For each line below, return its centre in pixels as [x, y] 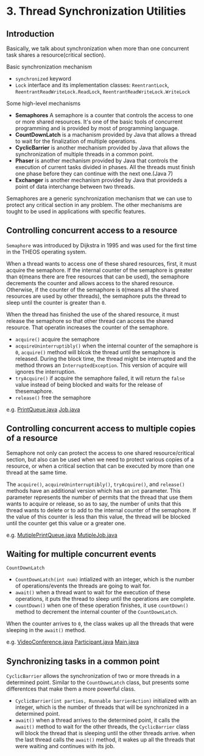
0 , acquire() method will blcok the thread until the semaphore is [95, 352]
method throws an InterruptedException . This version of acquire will [101, 365]
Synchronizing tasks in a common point [83, 661]
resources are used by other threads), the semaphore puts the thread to [97, 296]
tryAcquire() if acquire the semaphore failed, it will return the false [100, 378]
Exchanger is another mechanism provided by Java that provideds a [101, 180]
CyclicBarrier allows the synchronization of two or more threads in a [93, 676]
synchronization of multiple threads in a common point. [84, 154]
